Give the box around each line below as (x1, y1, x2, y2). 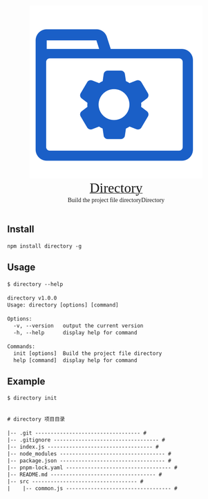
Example (7, 376, 46, 388)
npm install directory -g (7, 242, 82, 250)
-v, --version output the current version (13, 322, 144, 329)
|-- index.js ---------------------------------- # (7, 444, 159, 451)
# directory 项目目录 (7, 416, 66, 423)
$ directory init (7, 394, 57, 402)
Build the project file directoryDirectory (68, 197, 164, 203)
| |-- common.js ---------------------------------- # (7, 485, 178, 492)
